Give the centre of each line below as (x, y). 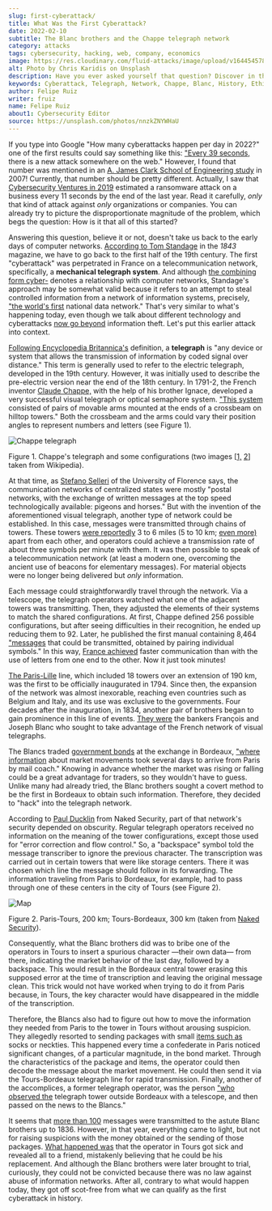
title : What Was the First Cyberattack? (78, 23)
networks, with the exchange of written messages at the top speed (120, 498)
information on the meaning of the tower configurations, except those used (134, 835)
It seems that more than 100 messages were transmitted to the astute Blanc (134, 1120)
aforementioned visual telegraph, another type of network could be (120, 515)
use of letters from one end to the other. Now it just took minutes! (117, 660)
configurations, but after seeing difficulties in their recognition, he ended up (134, 625)
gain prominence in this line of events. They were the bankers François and (134, 718)
